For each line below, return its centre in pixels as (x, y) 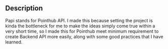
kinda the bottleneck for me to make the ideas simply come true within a (80, 26)
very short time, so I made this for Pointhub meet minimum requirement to (82, 31)
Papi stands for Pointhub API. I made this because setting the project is (79, 20)
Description (24, 8)
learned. (14, 42)
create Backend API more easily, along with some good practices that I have (84, 36)
